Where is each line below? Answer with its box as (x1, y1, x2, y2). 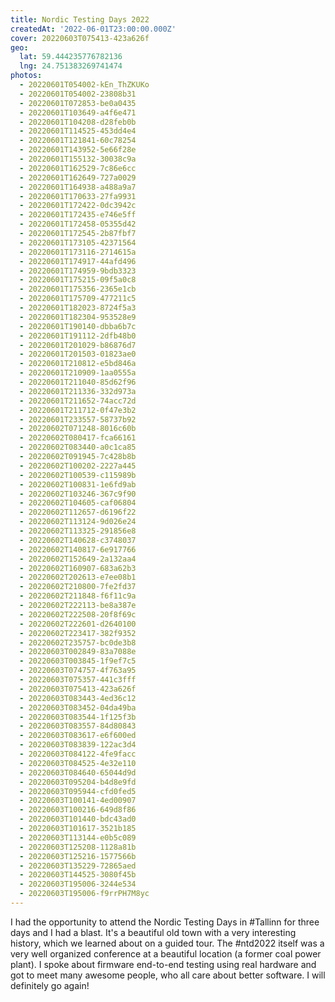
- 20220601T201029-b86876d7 (19, 340, 137, 350)
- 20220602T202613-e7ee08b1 (19, 572, 137, 583)
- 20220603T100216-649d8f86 (19, 805, 137, 815)
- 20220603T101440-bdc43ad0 (19, 814, 137, 825)
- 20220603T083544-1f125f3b (19, 712, 137, 722)
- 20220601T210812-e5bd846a (19, 359, 137, 369)
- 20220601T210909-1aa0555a (19, 368, 137, 378)
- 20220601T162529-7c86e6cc (19, 163, 137, 173)
